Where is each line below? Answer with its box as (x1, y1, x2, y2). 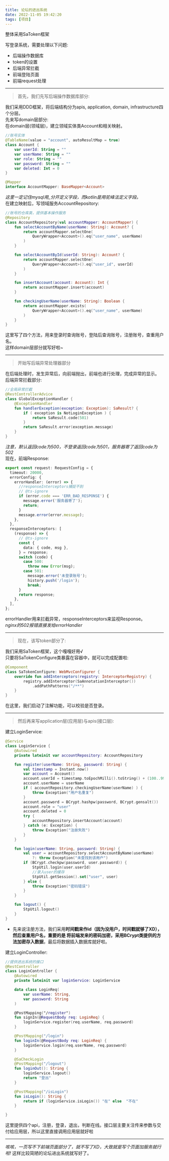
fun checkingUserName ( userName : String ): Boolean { (14, 299, 125, 304)
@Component (5, 665, 28, 670)
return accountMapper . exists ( (23, 303, 87, 308)
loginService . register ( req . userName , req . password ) (23, 1020, 134, 1025)
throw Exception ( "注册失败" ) (32, 828, 91, 833)
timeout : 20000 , (10, 470, 44, 475)
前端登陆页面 (12, 72, 39, 78)
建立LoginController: (5, 949, 48, 955)
